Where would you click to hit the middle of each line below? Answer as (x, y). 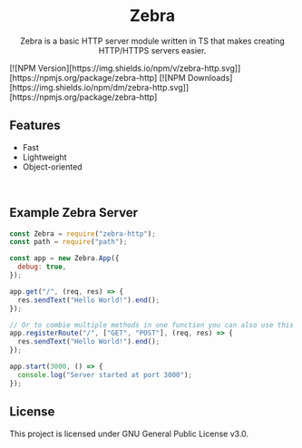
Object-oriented (53, 166)
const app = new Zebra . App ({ (64, 258)
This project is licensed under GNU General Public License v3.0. (129, 433)
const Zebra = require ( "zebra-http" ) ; (83, 234)
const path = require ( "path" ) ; (68, 242)
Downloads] (210, 77)
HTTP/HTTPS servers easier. (152, 50)
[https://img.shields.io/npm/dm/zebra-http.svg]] (99, 87)
